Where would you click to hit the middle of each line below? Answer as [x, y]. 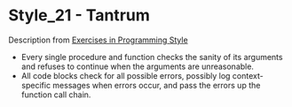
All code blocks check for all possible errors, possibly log [126, 75]
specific [36, 85]
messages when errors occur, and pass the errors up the [156, 85]
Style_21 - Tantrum [79, 15]
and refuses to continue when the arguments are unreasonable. [138, 66]
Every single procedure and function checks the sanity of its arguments [152, 57]
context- [248, 75]
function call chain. [56, 95]
